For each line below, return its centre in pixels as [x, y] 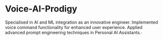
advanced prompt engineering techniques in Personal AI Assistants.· [74, 32]
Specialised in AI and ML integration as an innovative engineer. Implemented [81, 22]
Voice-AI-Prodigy [41, 9]
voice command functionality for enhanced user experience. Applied [74, 27]
